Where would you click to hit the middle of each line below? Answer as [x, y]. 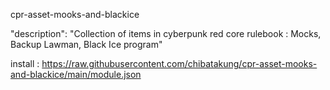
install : [25, 63]
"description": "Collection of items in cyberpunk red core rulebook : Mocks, [166, 33]
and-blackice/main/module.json [76, 74]
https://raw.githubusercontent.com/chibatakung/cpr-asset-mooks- [179, 63]
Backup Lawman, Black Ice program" [86, 44]
